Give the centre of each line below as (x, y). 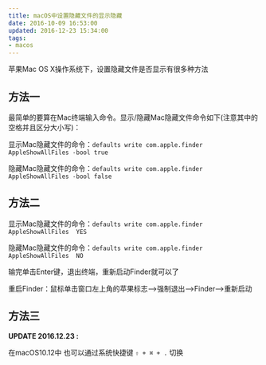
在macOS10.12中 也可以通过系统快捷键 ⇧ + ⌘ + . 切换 (96, 352)
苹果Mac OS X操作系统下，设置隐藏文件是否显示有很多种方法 (108, 69)
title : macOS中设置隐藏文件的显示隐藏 (65, 16)
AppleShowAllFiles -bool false (60, 177)
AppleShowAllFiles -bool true (59, 153)
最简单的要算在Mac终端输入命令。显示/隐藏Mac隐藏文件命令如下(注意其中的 (133, 117)
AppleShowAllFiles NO (46, 256)
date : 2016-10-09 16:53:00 (53, 23)
